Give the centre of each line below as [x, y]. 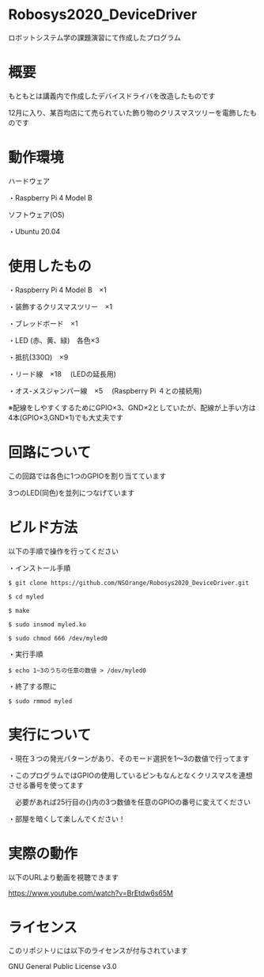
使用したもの [50, 266]
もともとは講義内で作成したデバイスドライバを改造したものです [112, 96]
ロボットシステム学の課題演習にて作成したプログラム [95, 37]
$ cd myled [26, 597]
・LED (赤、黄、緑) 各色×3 [54, 340]
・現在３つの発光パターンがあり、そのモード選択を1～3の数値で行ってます [129, 758]
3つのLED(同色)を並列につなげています [72, 492]
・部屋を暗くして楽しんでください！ [67, 819]
